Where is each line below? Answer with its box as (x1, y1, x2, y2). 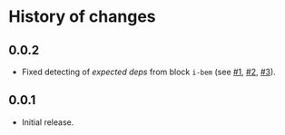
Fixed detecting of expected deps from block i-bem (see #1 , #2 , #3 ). (21, 66, 276, 77)
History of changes (8, 6, 156, 27)
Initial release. (21, 116, 74, 128)
